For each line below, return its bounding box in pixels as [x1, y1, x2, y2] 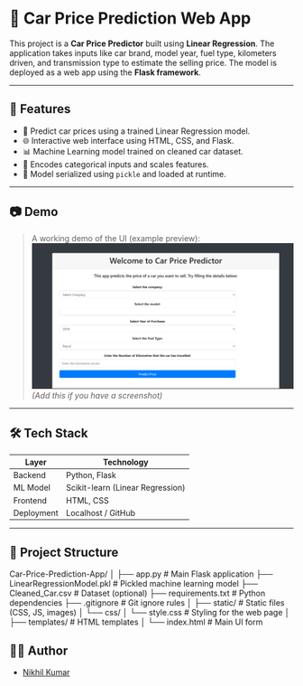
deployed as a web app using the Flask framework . [9, 67, 201, 78]
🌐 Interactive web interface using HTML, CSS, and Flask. [22, 135, 234, 146]
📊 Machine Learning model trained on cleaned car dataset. [22, 146, 243, 156]
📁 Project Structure [9, 544, 119, 559]
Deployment [13, 507, 59, 518]
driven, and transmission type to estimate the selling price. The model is [9, 57, 278, 68]
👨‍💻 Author [9, 643, 69, 658]
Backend [13, 470, 47, 481]
